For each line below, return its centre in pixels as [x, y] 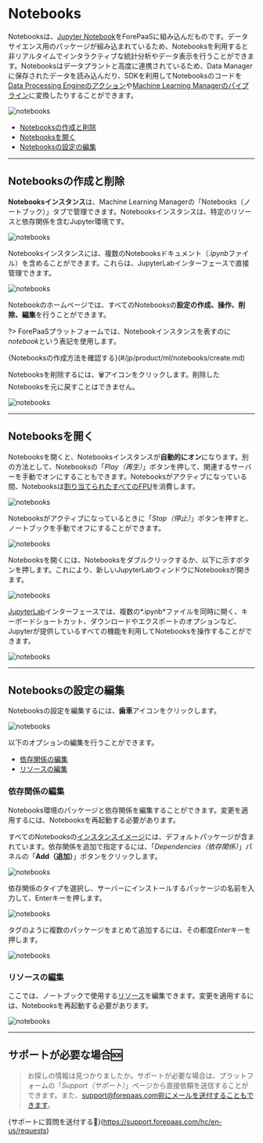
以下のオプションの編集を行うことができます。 [83, 743]
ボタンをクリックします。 [121, 856]
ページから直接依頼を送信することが [190, 1085]
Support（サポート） [94, 1085]
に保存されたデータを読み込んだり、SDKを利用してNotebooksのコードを [125, 75]
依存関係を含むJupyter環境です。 [75, 221]
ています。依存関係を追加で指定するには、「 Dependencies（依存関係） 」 [130, 846]
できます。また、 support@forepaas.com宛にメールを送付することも [137, 1095]
